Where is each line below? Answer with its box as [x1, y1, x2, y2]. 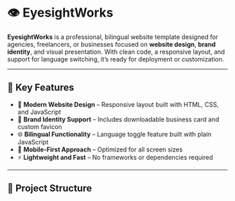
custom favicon [17, 122, 63, 131]
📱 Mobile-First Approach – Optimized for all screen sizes [17, 145, 183, 154]
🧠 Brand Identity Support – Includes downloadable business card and [17, 115, 220, 124]
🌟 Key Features [7, 82, 75, 94]
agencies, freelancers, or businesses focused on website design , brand [7, 40, 216, 48]
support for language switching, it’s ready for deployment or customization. [7, 54, 225, 63]
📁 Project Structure [7, 182, 92, 195]
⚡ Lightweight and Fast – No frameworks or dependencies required [17, 153, 213, 161]
